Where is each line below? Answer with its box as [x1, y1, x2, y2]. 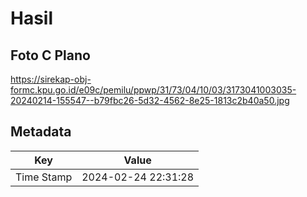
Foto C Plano [10, 47, 91, 64]
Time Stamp [15, 170, 73, 184]
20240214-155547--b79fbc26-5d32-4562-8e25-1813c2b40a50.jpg [10, 95, 290, 106]
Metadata [10, 123, 72, 141]
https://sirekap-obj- [10, 73, 92, 85]
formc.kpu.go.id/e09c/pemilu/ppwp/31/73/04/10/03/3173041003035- [10, 84, 297, 96]
